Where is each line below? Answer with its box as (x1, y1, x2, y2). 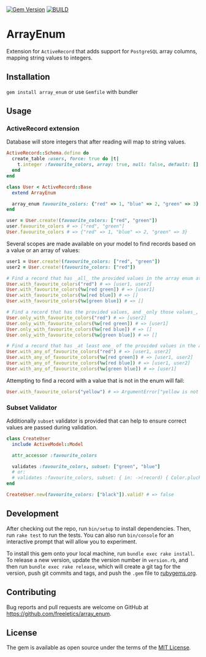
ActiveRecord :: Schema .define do (6, 150, 89, 156)
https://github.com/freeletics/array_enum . (6, 610, 112, 617)
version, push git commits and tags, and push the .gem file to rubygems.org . (6, 569, 198, 577)
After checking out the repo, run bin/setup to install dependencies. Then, (6, 524, 191, 532)
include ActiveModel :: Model (12, 441, 84, 447)
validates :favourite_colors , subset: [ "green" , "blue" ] (12, 463, 161, 469)
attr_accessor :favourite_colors (12, 452, 97, 458)
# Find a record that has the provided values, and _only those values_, (6, 309, 199, 315)
